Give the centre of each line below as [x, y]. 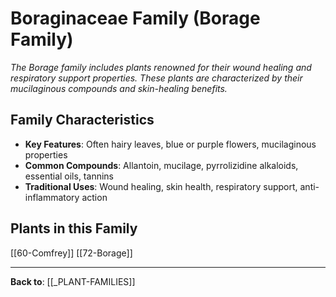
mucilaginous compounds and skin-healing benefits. [119, 88]
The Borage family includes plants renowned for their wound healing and [161, 67]
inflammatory [52, 197]
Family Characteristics [82, 120]
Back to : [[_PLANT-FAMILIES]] [73, 281]
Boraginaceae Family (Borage [135, 18]
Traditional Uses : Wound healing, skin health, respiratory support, [161, 186]
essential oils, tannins [69, 176]
